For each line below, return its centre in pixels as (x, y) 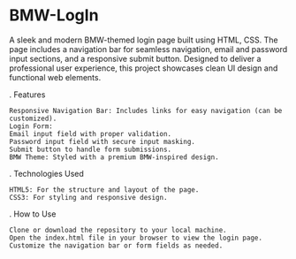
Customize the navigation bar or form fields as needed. (116, 245)
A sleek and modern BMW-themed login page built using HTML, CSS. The (144, 40)
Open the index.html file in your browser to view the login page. (136, 238)
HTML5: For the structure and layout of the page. (104, 190)
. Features (27, 95)
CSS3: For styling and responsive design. (88, 197)
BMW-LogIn (54, 15)
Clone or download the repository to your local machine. (118, 230)
